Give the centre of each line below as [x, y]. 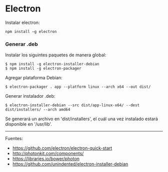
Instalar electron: [22, 22]
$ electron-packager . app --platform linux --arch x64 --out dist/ [78, 87]
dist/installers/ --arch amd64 [38, 110]
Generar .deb [22, 44]
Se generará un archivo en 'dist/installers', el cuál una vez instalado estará [82, 119]
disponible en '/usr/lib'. [29, 124]
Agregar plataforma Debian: [34, 78]
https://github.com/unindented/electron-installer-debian [70, 164]
